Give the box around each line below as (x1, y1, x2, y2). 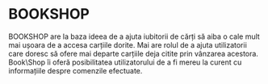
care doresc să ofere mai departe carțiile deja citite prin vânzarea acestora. (8, 48, 258, 58)
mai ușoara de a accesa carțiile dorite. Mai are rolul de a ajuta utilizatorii (8, 40, 248, 49)
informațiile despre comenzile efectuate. (8, 65, 143, 75)
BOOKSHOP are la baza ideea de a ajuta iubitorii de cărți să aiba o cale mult (8, 31, 260, 41)
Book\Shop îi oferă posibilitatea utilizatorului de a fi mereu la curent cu (8, 57, 242, 67)
